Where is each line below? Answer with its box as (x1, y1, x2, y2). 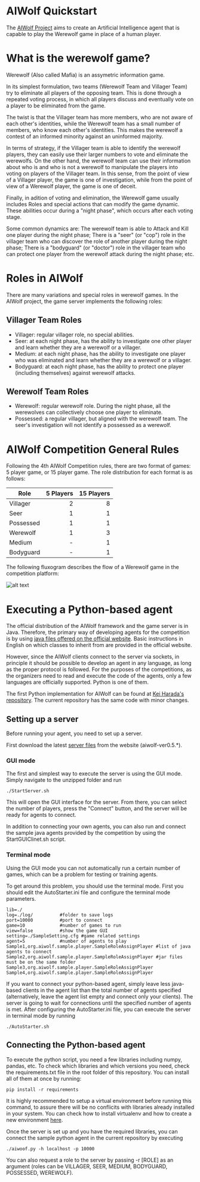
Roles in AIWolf (6, 272, 84, 285)
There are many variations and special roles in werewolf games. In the (6, 291, 179, 298)
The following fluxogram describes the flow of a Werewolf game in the (6, 564, 179, 571)
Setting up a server (6, 714, 79, 724)
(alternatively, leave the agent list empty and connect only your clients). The (6, 992, 193, 1000)
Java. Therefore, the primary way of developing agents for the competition (6, 628, 190, 636)
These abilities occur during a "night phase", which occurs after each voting (6, 207, 193, 214)
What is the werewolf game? (6, 52, 150, 65)
